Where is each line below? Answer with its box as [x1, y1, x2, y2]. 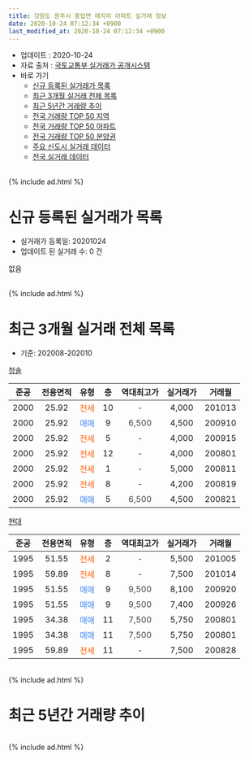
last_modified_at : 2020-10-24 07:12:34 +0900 [8, 27, 165, 35]
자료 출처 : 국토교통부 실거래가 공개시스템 [19, 60, 151, 70]
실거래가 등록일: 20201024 [19, 237, 107, 246]
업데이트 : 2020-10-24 [19, 50, 93, 60]
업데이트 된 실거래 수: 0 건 [19, 246, 103, 256]
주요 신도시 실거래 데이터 [32, 142, 111, 151]
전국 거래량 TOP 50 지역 [32, 111, 109, 121]
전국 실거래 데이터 [32, 152, 89, 162]
